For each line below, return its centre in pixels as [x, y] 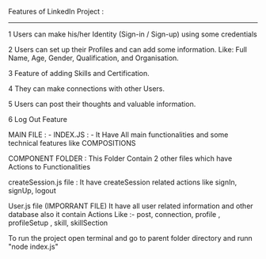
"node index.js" [33, 246]
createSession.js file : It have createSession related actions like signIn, [123, 182]
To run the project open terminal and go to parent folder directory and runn [131, 238]
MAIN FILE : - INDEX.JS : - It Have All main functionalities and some [118, 135]
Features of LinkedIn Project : [56, 11]
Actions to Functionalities [49, 167]
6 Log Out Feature [38, 119]
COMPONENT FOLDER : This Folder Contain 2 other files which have [120, 158]
